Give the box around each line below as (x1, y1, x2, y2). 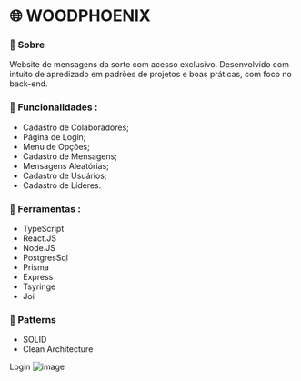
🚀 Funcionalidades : (9, 101, 98, 114)
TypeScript (22, 224, 65, 235)
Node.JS (22, 243, 56, 254)
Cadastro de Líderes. (22, 179, 102, 191)
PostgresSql (22, 252, 69, 264)
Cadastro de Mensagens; (22, 151, 118, 162)
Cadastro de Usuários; (22, 170, 107, 181)
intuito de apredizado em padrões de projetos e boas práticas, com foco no (9, 69, 293, 80)
